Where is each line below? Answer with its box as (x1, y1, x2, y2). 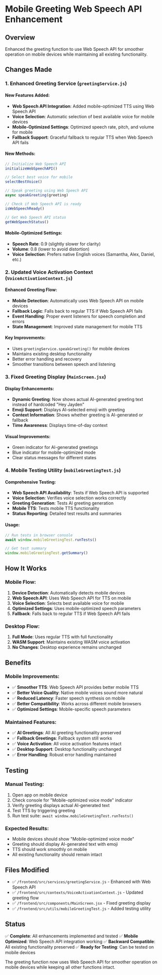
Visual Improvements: (5, 433, 51, 439)
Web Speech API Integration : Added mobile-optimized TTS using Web (12, 103, 155, 109)
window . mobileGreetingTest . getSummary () (5, 551, 89, 555)
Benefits (5, 658, 32, 667)
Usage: (5, 522, 20, 528)
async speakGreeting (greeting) (5, 193, 69, 198)
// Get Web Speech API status (5, 215, 67, 220)
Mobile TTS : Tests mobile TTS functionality (12, 506, 100, 511)
